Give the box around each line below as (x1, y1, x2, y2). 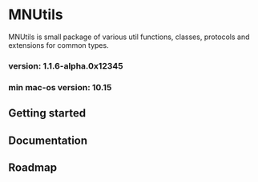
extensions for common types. (8, 40, 110, 49)
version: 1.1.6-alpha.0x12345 (8, 60, 124, 71)
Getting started (8, 106, 87, 121)
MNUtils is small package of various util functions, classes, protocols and (8, 32, 250, 42)
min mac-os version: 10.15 (8, 81, 112, 93)
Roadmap (8, 160, 58, 174)
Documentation (8, 133, 88, 147)
